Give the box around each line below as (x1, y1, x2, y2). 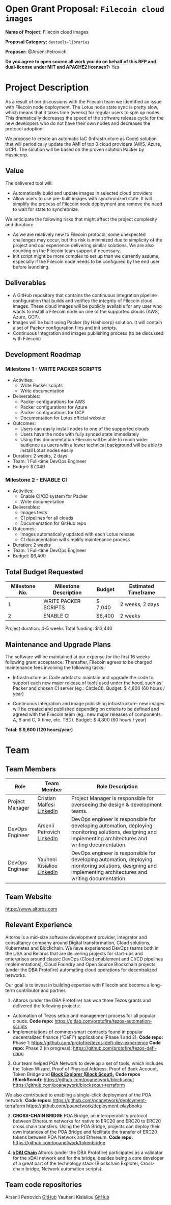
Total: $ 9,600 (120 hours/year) (5, 727, 73, 733)
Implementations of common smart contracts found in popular (12, 1029, 143, 1035)
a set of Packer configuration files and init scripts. (12, 325, 117, 331)
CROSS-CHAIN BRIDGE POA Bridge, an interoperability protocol (12, 1112, 148, 1118)
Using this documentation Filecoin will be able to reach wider (20, 437, 149, 443)
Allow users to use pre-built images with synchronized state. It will (12, 195, 152, 201)
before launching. (12, 263, 50, 270)
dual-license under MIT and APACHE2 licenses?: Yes (5, 64, 120, 70)
